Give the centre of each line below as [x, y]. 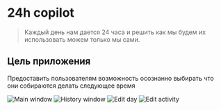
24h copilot [41, 13]
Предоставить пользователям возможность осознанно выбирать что [110, 78]
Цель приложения [49, 62]
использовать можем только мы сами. [82, 39]
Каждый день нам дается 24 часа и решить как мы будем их [115, 32]
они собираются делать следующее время [71, 86]
